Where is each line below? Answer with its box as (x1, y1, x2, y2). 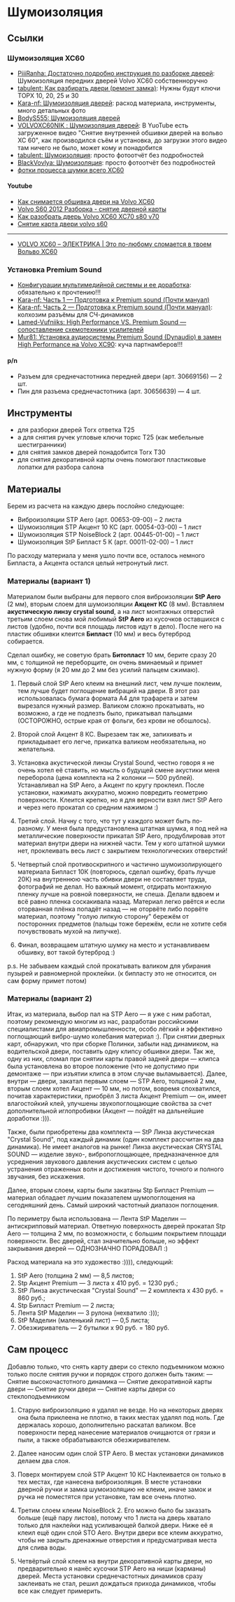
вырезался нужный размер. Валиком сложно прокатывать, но (17, 701, 205, 710)
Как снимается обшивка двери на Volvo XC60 (17, 198, 155, 206)
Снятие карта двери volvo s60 (17, 220, 108, 228)
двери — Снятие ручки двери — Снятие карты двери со (7, 1385, 176, 1393)
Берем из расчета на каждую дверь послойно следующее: (7, 502, 185, 510)
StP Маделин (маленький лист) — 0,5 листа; (17, 1315, 150, 1324)
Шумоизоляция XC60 (7, 53, 85, 63)
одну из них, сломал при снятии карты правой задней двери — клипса (7, 1054, 220, 1062)
